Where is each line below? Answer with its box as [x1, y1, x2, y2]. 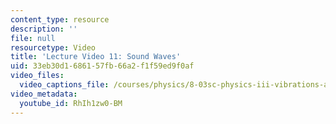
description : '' [10, 24, 78, 34]
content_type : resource [10, 14, 110, 25]
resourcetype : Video [10, 42, 97, 53]
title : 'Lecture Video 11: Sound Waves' [10, 52, 182, 62]
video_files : [10, 71, 65, 81]
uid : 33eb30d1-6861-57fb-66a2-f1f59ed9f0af [10, 61, 195, 71]
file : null [10, 33, 56, 43]
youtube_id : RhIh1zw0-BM [19, 98, 123, 108]
